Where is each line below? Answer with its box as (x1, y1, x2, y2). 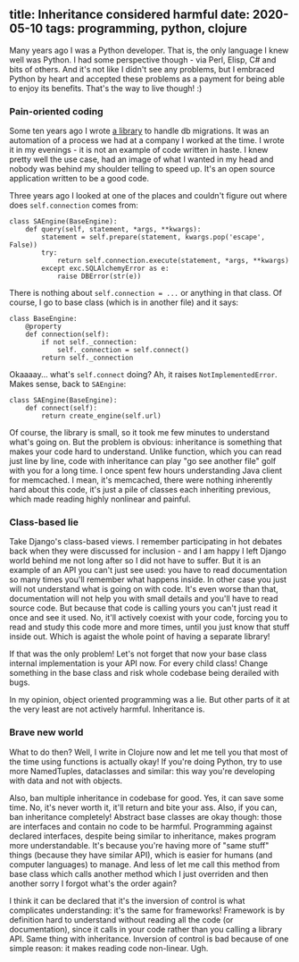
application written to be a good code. (9, 173, 150, 184)
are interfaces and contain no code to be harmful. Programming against (9, 821, 273, 831)
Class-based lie (9, 516, 79, 528)
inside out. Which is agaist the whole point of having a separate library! (9, 631, 270, 642)
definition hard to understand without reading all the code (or (9, 914, 234, 924)
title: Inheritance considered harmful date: (9, 7, 251, 22)
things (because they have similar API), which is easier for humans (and (9, 849, 273, 860)
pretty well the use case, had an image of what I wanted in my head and (9, 154, 274, 165)
